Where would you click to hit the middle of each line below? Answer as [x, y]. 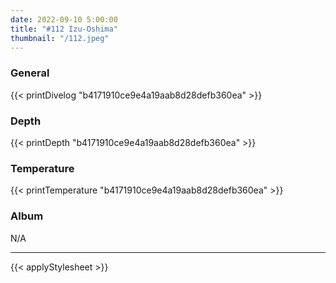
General [30, 73]
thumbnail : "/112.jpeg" [60, 38]
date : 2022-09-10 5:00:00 [64, 19]
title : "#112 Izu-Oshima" [64, 29]
